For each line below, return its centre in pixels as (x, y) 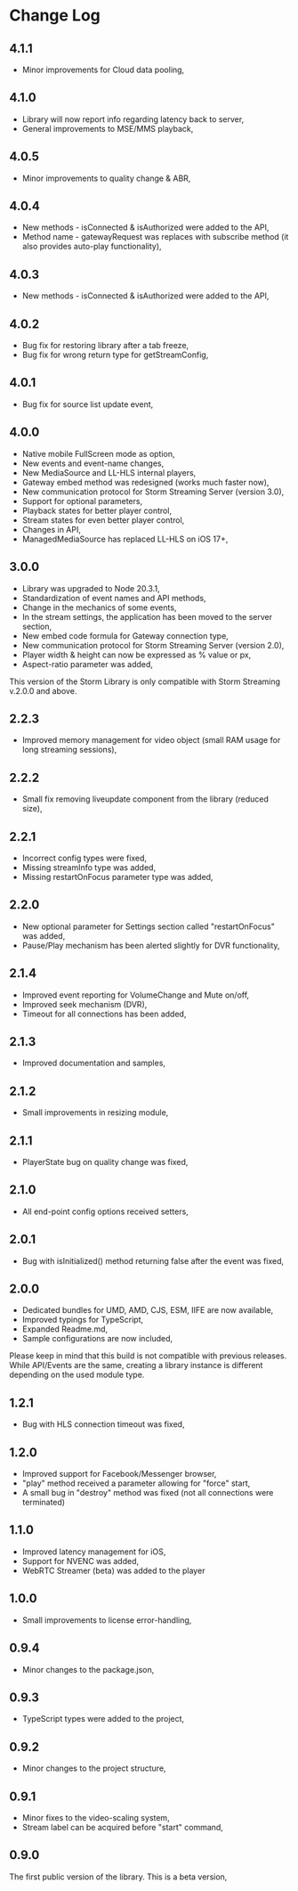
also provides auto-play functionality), (92, 247)
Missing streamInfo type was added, (89, 867)
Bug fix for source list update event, (88, 404)
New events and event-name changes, (93, 463)
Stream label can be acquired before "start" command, (123, 1827)
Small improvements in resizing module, (95, 1113)
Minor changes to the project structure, (94, 1768)
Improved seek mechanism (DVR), (85, 1004)
